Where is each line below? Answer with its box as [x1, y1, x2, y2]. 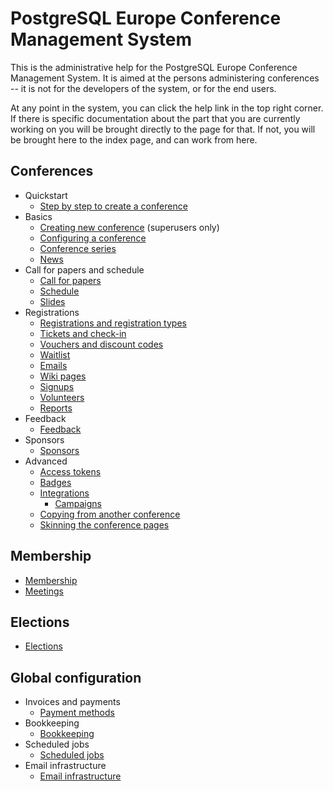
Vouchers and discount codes [39, 338, 164, 350]
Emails [39, 359, 68, 371]
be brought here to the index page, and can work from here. [10, 133, 258, 146]
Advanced [24, 455, 68, 467]
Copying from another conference [39, 508, 181, 520]
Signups [39, 380, 75, 392]
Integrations [39, 487, 90, 499]
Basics [24, 210, 53, 222]
